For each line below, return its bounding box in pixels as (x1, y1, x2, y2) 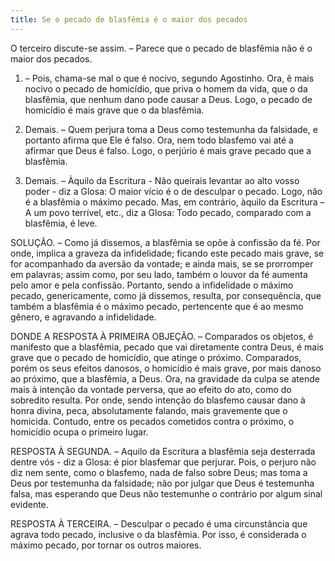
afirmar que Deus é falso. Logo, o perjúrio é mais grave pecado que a (24, 144, 312, 156)
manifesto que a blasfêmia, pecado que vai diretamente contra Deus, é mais (10, 341, 324, 353)
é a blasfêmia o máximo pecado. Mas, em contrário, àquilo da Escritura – (24, 196, 325, 208)
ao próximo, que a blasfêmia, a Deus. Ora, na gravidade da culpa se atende (10, 372, 320, 385)
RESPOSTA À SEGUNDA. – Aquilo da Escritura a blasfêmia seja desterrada (10, 445, 316, 457)
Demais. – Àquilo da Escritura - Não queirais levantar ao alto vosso (24, 174, 300, 186)
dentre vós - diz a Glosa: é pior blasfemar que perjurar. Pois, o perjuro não (10, 456, 317, 468)
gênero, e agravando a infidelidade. (10, 311, 157, 323)
